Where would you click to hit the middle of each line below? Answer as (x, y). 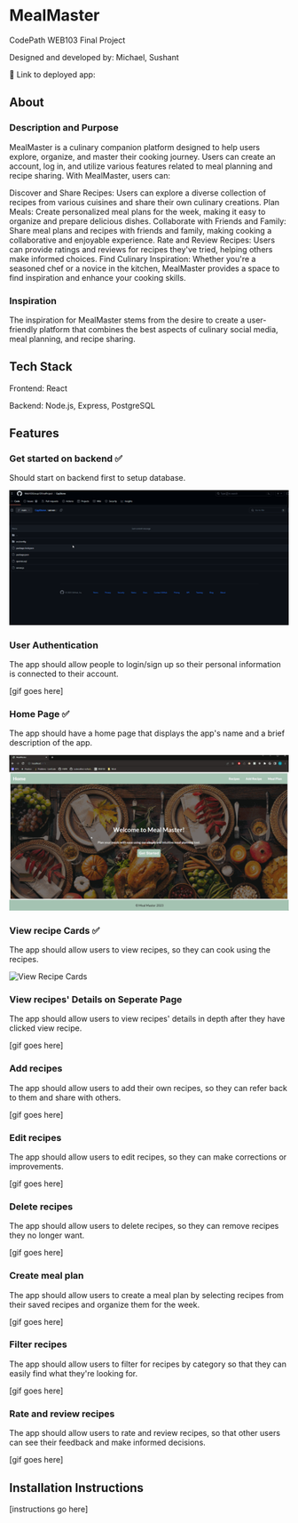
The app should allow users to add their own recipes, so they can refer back (149, 1088)
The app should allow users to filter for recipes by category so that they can (148, 1364)
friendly (24, 329)
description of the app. (51, 743)
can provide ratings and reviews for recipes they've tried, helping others (141, 249)
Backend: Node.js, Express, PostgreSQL (82, 405)
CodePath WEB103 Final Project (67, 40)
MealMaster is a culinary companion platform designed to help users (134, 147)
